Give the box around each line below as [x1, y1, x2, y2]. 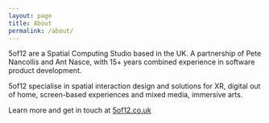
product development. [8, 66, 82, 76]
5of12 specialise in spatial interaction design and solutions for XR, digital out [8, 81, 261, 91]
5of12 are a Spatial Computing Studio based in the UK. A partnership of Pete [8, 49, 262, 59]
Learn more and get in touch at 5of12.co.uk [8, 105, 151, 115]
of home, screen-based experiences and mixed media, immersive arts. [8, 90, 243, 100]
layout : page [8, 11, 52, 20]
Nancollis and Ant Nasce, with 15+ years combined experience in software [8, 57, 255, 67]
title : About [8, 19, 52, 27]
